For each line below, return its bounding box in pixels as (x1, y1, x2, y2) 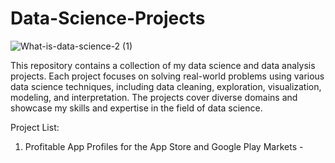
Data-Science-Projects (10, 7, 206, 30)
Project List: (10, 121, 60, 133)
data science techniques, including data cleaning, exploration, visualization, (10, 80, 322, 92)
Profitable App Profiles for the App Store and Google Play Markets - (24, 140, 304, 152)
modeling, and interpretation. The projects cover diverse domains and (10, 91, 298, 103)
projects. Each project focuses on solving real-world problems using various (10, 70, 325, 82)
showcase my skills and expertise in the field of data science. (10, 102, 263, 114)
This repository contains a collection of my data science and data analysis (10, 59, 316, 71)
